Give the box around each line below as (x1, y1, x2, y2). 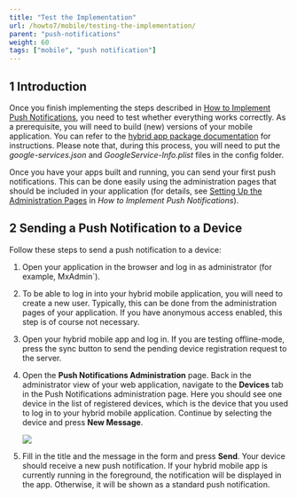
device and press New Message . (21, 416, 144, 427)
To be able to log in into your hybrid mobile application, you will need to (21, 288, 284, 298)
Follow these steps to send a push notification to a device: (9, 244, 222, 255)
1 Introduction (9, 79, 87, 94)
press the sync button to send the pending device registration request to (21, 343, 287, 353)
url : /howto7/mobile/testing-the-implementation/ (9, 21, 197, 30)
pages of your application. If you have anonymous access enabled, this (21, 307, 283, 318)
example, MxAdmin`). (21, 271, 100, 281)
